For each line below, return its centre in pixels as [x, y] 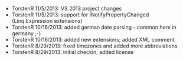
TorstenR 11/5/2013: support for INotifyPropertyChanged [80, 15]
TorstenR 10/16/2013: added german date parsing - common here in [94, 27]
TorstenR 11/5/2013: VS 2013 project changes [67, 9]
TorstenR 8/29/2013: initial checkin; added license [73, 52]
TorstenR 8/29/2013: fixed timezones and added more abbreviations [94, 46]
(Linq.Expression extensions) [47, 21]
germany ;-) [26, 33]
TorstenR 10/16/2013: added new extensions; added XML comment [93, 40]
